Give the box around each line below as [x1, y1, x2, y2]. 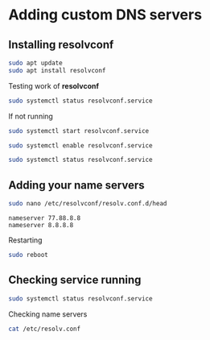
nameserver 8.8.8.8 [8, 221, 74, 229]
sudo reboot [8, 251, 48, 259]
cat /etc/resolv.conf [8, 325, 81, 333]
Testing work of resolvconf [8, 81, 99, 90]
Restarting [8, 235, 43, 245]
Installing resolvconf [8, 38, 114, 52]
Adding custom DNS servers [8, 6, 203, 24]
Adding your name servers [8, 178, 145, 192]
